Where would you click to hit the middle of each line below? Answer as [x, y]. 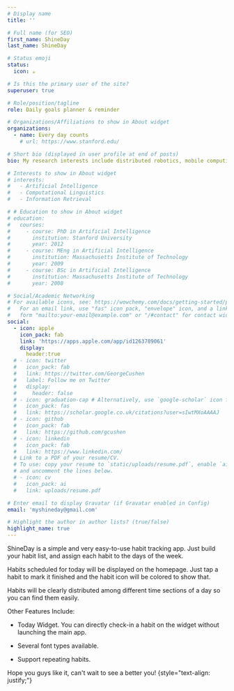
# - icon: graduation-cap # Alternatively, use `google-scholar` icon [118, 400]
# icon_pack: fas [42, 406]
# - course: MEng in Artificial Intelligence [81, 251]
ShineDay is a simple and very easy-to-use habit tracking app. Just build [111, 548]
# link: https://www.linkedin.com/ [68, 452]
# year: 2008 [36, 283]
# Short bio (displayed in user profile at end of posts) [93, 154]
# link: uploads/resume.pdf [57, 490]
